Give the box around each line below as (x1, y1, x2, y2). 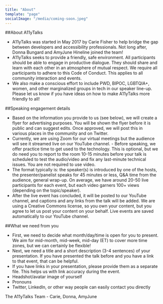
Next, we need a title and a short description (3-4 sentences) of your (12, 248, 151, 254)
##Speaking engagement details (5, 105, 71, 111)
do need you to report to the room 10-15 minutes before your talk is (12, 151, 147, 157)
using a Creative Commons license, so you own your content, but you (12, 203, 152, 209)
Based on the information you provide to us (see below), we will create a (12, 115, 157, 121)
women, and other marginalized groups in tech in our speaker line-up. (12, 86, 152, 92)
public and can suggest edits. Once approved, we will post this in (12, 125, 143, 131)
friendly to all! (12, 96, 40, 102)
